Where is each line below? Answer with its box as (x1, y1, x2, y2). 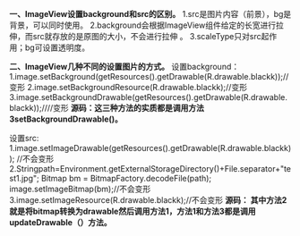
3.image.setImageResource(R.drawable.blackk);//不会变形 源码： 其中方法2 (9, 195, 287, 205)
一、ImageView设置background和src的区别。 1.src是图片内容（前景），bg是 (9, 9, 292, 19)
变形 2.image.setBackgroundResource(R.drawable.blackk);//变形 (9, 82, 248, 92)
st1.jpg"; (9, 173, 39, 183)
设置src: (9, 133, 39, 143)
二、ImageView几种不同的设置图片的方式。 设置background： (9, 62, 240, 72)
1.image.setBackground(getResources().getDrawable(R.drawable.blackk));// (9, 72, 289, 81)
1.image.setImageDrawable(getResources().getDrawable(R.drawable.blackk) (9, 143, 292, 153)
